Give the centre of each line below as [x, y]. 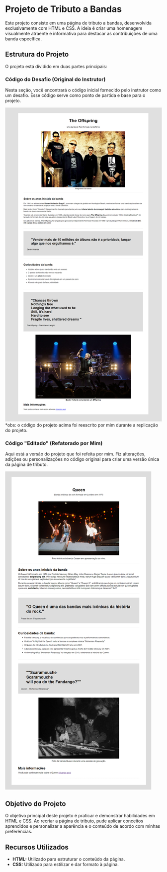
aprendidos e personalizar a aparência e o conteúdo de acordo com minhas [83, 826]
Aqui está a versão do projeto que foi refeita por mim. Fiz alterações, [75, 454]
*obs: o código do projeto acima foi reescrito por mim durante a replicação [82, 425]
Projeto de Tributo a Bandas [63, 9]
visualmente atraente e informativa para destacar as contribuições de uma [81, 33]
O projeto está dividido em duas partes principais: [56, 66]
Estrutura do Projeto [37, 54]
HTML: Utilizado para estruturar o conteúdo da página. [69, 859]
